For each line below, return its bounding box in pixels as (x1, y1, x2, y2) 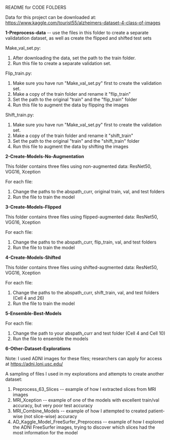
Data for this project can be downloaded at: (5, 14, 97, 20)
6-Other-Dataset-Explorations (5, 345, 71, 351)
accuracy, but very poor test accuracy (12, 403, 93, 408)
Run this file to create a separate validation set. (12, 60, 111, 66)
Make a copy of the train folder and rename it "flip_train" (12, 91, 131, 97)
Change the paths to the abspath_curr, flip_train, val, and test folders (12, 239, 157, 245)
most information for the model (12, 430, 78, 435)
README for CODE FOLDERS (5, 5, 67, 10)
